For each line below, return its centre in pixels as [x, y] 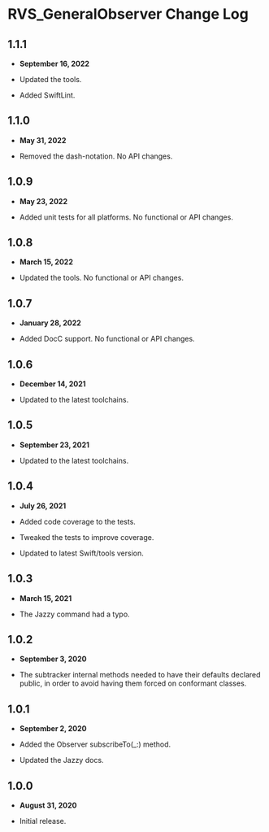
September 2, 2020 [53, 729]
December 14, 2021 [52, 384]
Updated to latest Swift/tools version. [81, 553]
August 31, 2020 [48, 805]
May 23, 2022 [43, 201]
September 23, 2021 [54, 445]
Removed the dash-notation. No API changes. [96, 156]
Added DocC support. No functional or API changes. [107, 339]
